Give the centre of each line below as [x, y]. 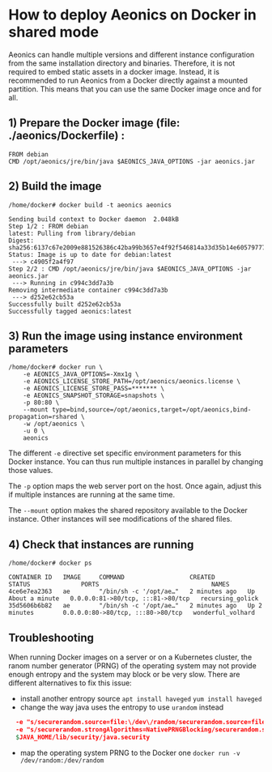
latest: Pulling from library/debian [72, 233]
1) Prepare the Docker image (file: [94, 123]
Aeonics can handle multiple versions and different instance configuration [132, 54]
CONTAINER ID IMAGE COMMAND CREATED [112, 578]
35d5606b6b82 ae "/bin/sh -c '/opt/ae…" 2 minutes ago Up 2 [136, 606]
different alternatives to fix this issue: [70, 683]
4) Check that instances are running [101, 544]
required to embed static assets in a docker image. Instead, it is [114, 71]
